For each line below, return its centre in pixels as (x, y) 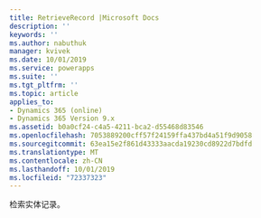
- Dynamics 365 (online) (56, 110)
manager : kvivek (40, 52)
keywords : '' (34, 34)
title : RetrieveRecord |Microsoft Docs (84, 18)
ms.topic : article (44, 93)
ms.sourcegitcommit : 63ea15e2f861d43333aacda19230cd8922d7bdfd (131, 144)
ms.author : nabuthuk (48, 43)
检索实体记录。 (37, 204)
